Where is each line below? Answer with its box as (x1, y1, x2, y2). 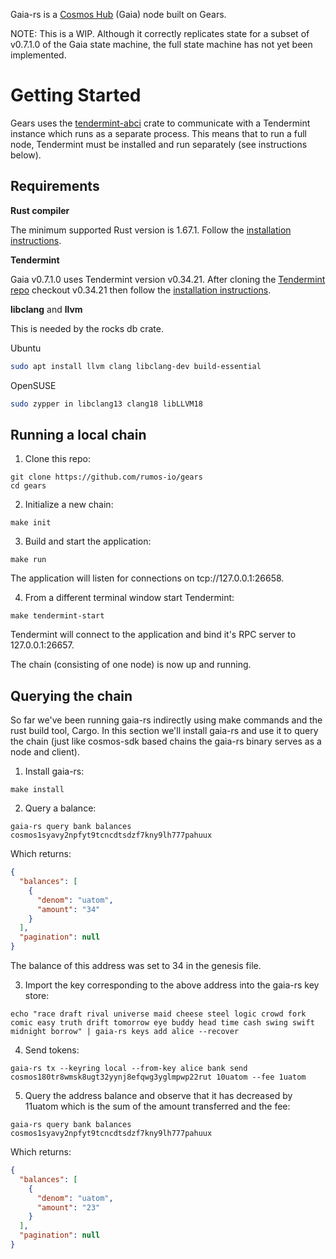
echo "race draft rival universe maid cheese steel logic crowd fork (10, 1009, 307, 1019)
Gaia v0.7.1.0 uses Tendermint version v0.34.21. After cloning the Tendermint (10, 273, 326, 285)
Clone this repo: (24, 453, 91, 465)
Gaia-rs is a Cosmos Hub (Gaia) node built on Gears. (10, 9, 227, 20)
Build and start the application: (24, 535, 152, 548)
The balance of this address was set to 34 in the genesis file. (10, 960, 262, 971)
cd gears (10, 481, 47, 491)
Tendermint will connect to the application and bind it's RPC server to (10, 629, 297, 641)
